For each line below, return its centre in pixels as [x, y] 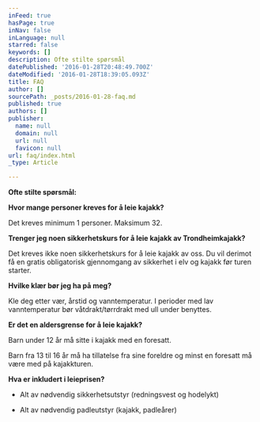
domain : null [37, 133]
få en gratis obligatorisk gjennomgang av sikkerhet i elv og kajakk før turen [130, 262]
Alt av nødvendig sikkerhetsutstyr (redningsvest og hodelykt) [119, 395]
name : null [33, 126]
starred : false [33, 45]
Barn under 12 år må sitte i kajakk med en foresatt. [90, 340]
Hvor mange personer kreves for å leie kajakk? [86, 207]
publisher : [26, 119]
